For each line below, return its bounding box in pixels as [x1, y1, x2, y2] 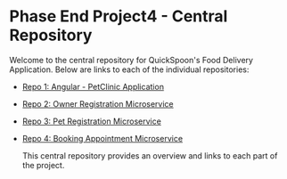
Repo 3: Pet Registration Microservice [21, 116, 162, 126]
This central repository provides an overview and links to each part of [21, 150, 278, 161]
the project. [21, 159, 65, 170]
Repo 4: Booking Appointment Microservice [21, 133, 184, 143]
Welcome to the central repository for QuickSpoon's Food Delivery [9, 54, 254, 65]
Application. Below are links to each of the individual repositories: [9, 64, 250, 75]
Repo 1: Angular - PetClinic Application [21, 81, 165, 92]
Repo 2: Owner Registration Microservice [21, 98, 174, 109]
